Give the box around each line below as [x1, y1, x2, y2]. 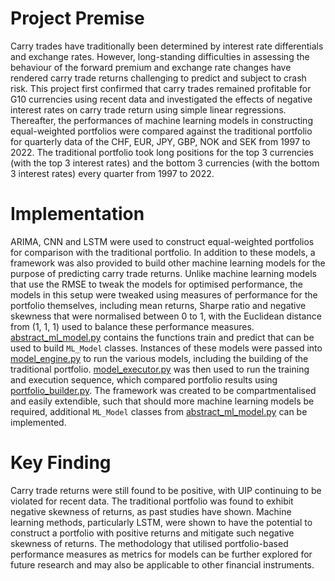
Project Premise [10, 7, 145, 30]
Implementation [10, 203, 145, 226]
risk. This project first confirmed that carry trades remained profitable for [10, 82, 312, 94]
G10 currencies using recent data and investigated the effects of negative [10, 93, 313, 105]
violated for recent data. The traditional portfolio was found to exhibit [10, 495, 294, 507]
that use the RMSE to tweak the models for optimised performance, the [10, 278, 304, 290]
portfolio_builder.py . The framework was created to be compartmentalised [10, 384, 317, 396]
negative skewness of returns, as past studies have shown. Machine [10, 505, 292, 517]
